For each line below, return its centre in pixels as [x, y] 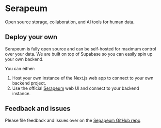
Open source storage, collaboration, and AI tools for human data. [70, 22]
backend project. [29, 83]
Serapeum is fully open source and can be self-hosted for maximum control [81, 48]
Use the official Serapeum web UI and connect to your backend [75, 88]
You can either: [20, 68]
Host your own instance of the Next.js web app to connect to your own [83, 78]
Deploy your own [31, 37]
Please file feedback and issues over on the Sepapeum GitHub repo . [73, 120]
